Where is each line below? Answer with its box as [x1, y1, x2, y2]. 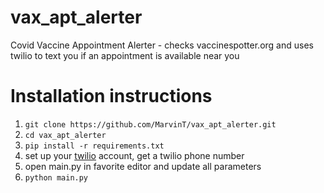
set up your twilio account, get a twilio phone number [24, 149, 245, 161]
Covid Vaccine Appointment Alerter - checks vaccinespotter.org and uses [10, 39, 314, 51]
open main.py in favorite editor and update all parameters [24, 160, 262, 172]
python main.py [24, 172, 89, 183]
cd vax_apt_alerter [24, 130, 107, 140]
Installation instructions [10, 85, 213, 108]
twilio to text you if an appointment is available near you [10, 49, 240, 61]
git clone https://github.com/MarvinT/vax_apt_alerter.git [24, 119, 277, 130]
